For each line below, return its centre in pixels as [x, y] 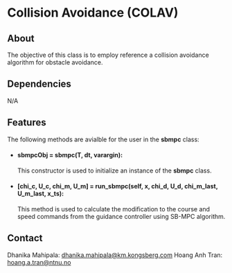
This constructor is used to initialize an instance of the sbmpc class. [115, 170]
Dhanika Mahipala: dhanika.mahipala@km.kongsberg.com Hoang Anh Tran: [115, 255]
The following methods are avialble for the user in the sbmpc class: [103, 139]
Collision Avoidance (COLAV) [93, 13]
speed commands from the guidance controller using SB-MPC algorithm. [121, 217]
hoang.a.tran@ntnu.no [39, 262]
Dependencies [39, 84]
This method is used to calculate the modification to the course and [113, 209]
